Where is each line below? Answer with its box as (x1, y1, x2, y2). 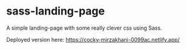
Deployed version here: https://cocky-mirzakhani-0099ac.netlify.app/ (6, 36, 180, 43)
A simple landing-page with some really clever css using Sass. (6, 24, 162, 31)
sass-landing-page (6, 4, 105, 18)
